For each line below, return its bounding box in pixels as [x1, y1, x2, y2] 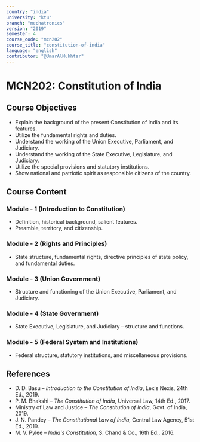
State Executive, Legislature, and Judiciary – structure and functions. [14, 323, 184, 330]
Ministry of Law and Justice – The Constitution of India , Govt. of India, [14, 404, 187, 411]
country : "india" [6, 8, 50, 15]
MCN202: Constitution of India [6, 79, 162, 93]
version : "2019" [6, 25, 47, 32]
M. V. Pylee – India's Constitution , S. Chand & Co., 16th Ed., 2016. [14, 429, 175, 437]
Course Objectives [6, 103, 78, 113]
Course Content [6, 187, 67, 197]
